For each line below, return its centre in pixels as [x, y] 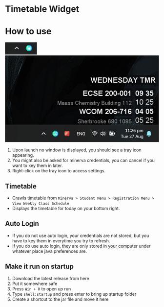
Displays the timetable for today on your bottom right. [66, 209]
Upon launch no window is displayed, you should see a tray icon [77, 150]
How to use [28, 32]
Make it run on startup [40, 267]
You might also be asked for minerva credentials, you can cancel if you [83, 161]
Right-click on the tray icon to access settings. [59, 171]
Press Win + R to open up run [41, 289]
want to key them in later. [37, 165]
